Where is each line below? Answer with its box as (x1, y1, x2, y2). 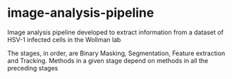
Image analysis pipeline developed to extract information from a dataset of (7, 28, 224, 36)
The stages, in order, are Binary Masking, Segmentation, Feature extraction (7, 49, 226, 57)
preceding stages (7, 64, 59, 72)
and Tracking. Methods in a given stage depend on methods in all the (7, 56, 209, 64)
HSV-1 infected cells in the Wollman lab (7, 35, 121, 43)
